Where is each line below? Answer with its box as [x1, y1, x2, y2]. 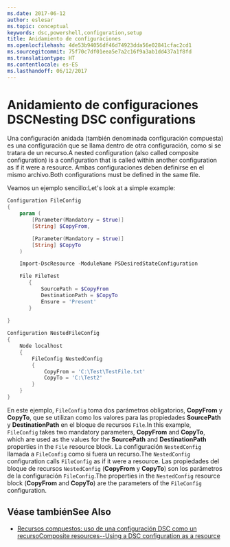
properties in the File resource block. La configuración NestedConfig [7, 442, 202, 450]
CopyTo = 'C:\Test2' [43, 375, 103, 382]
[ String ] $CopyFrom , [32, 222, 91, 230]
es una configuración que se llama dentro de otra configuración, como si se [7, 141, 222, 150]
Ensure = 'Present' [41, 298, 97, 305]
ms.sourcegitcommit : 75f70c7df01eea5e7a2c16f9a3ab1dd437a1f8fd [7, 49, 192, 56]
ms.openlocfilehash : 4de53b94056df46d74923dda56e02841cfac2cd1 [7, 42, 192, 49]
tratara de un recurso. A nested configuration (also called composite [7, 149, 199, 157]
